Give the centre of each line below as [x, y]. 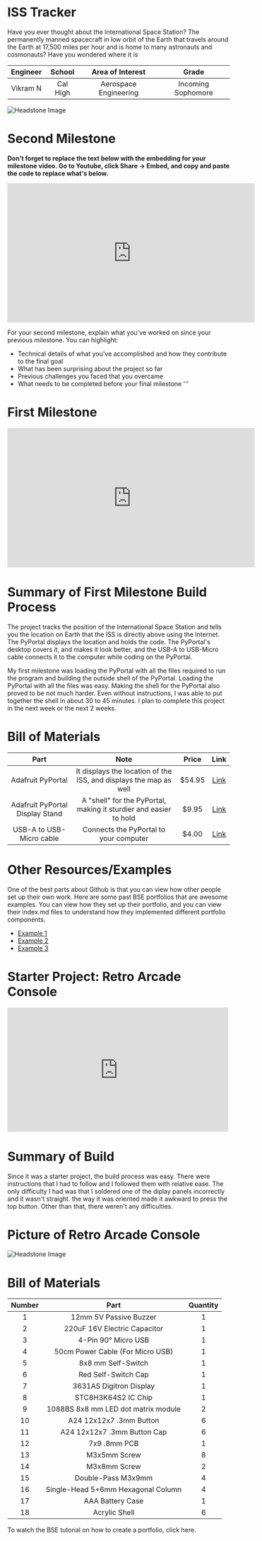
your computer [124, 838]
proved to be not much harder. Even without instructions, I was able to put [115, 693]
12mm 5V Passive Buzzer [113, 1318]
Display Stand [39, 813]
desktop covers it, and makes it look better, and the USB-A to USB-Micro [113, 649]
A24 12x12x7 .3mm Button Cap [114, 1432]
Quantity [203, 1306]
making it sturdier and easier [124, 809]
